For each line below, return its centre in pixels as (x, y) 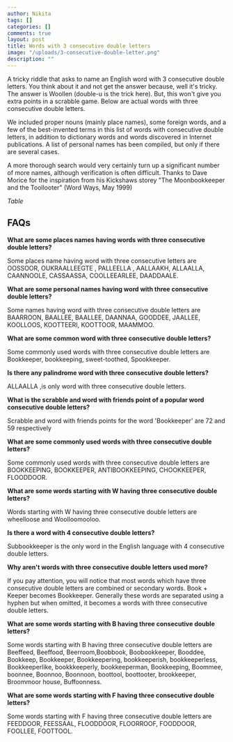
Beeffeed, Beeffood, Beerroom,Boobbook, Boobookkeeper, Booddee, (106, 652)
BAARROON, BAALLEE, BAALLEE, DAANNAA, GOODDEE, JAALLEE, (104, 317)
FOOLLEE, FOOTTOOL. (40, 731)
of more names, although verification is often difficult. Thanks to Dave (107, 172)
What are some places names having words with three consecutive (106, 240)
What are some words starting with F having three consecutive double (111, 695)
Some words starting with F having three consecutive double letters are (110, 716)
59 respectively (30, 428)
